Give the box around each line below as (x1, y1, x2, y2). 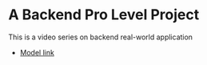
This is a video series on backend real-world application (8, 32, 193, 42)
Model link (19, 47, 54, 57)
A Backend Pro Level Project (8, 6, 200, 24)
